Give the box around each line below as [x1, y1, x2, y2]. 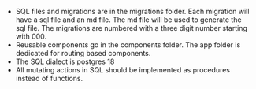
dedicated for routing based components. [15, 49, 151, 57]
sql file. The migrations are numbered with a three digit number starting [15, 24, 248, 32]
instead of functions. [15, 74, 83, 83]
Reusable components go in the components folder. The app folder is [15, 40, 241, 50]
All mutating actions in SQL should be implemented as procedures [15, 65, 231, 74]
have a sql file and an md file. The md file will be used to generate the [15, 15, 242, 24]
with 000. [15, 32, 47, 41]
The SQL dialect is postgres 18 [15, 57, 115, 66]
